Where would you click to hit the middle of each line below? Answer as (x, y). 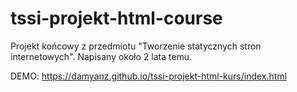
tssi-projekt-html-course (116, 18)
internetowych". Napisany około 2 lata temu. (101, 56)
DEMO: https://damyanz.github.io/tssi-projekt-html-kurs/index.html (149, 76)
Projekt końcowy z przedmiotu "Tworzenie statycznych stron (136, 46)
